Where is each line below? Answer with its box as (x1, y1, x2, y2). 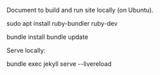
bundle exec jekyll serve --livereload (6, 60, 112, 68)
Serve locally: (6, 47, 46, 54)
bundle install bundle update (6, 33, 89, 41)
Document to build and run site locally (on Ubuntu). (6, 6, 154, 14)
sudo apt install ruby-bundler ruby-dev (6, 19, 118, 27)
